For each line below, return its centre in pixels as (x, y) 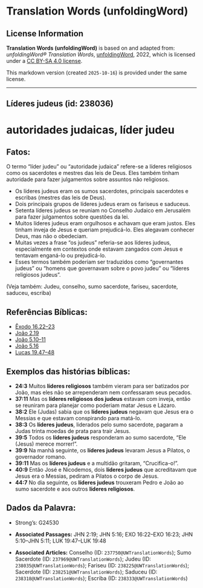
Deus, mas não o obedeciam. (51, 236)
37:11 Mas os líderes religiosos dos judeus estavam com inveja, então (103, 399)
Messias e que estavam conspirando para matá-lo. (78, 418)
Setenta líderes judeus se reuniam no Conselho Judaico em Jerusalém (103, 211)
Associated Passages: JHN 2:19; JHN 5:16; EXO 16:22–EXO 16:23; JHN (104, 534)
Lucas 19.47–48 (35, 352)
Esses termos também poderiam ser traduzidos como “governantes (99, 262)
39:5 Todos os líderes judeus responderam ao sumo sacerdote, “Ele (100, 438)
